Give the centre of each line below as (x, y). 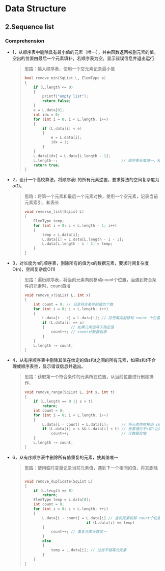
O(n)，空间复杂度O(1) (34, 269)
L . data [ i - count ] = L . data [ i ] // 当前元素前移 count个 (98, 518)
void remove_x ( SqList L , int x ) (57, 295)
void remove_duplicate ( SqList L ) (59, 481)
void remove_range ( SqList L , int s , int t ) (70, 392)
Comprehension (25, 41)
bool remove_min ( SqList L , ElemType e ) (65, 78)
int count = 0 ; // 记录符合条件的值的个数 (73, 304)
